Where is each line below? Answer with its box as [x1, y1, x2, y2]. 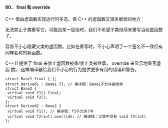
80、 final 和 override [5, 4, 50, 10]
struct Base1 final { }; [5, 77, 57, 82]
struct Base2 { [5, 86, 37, 91]
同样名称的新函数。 [5, 50, 45, 56]
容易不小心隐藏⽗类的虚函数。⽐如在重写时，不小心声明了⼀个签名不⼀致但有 [5, 43, 163, 49]
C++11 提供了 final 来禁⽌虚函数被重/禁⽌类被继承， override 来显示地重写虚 [5, 60, 161, 66]
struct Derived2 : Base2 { [5, 104, 61, 109]
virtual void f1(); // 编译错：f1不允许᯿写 [7, 109, 94, 114]
